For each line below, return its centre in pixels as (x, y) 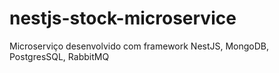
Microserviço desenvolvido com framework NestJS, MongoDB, (139, 46)
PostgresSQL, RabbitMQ (59, 56)
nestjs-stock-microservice (123, 18)
